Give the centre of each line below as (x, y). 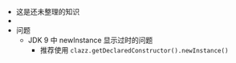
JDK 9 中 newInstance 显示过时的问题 (90, 40)
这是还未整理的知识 (48, 12)
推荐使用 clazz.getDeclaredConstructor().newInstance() (134, 50)
